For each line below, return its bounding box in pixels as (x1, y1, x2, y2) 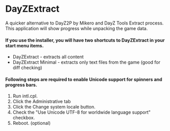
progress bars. (5, 82, 37, 88)
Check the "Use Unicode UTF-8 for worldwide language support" (12, 109, 151, 115)
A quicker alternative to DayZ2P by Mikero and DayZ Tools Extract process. (5, 20, 164, 26)
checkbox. (12, 115, 35, 121)
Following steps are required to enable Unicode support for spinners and (5, 76, 162, 82)
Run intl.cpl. (12, 93, 38, 99)
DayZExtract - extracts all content (12, 54, 84, 60)
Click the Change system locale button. (12, 104, 96, 110)
